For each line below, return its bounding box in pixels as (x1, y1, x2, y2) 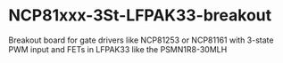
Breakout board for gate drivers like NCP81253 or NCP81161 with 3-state (8, 35, 274, 45)
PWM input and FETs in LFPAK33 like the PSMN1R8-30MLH (8, 43, 228, 54)
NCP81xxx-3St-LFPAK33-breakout (8, 5, 272, 26)
